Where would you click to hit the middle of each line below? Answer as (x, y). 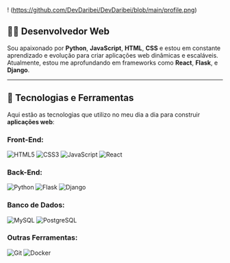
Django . (18, 70)
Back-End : (25, 172)
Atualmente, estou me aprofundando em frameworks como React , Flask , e (113, 62)
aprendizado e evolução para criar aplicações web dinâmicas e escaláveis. (113, 55)
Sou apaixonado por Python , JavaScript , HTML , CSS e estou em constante (114, 48)
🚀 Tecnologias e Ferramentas (71, 98)
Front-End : (26, 139)
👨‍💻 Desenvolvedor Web (59, 31)
